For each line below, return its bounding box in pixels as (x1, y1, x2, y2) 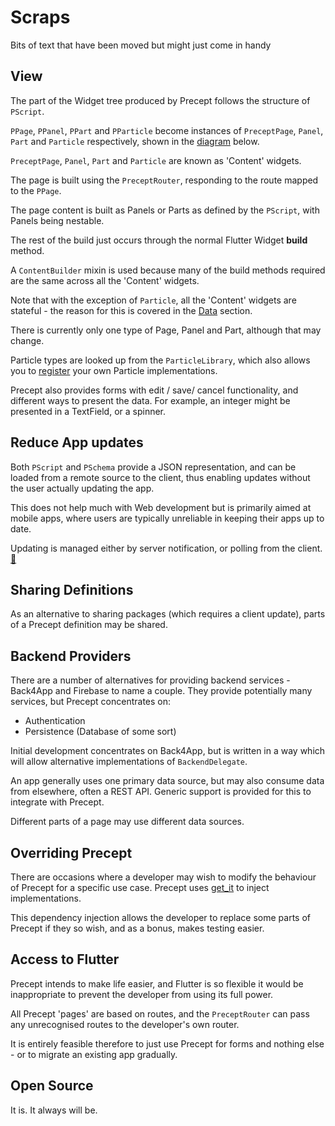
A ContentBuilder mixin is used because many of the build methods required (10, 264, 326, 276)
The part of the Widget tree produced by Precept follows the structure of (10, 94, 311, 106)
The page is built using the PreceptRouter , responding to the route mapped (10, 174, 319, 186)
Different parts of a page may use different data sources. (10, 816, 245, 828)
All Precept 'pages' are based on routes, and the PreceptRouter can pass (10, 1007, 310, 1020)
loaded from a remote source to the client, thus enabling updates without (10, 471, 311, 483)
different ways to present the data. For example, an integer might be (10, 394, 291, 406)
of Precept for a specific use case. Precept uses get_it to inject (10, 882, 270, 893)
